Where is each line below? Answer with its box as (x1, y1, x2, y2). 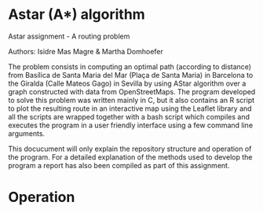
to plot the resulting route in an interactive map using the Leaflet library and (8, 104, 253, 113)
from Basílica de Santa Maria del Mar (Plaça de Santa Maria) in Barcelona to (8, 70, 254, 79)
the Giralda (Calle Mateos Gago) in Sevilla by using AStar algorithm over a (8, 79, 247, 88)
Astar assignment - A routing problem (8, 31, 130, 41)
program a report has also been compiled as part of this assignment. (8, 160, 230, 170)
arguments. (8, 128, 46, 138)
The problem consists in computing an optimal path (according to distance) (8, 61, 252, 72)
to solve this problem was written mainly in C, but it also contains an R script (8, 95, 255, 105)
